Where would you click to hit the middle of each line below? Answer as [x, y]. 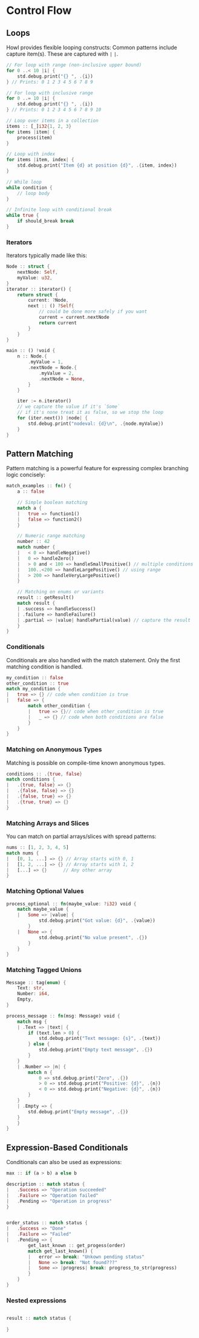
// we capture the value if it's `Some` [69, 407]
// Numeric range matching [51, 536]
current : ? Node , [48, 301]
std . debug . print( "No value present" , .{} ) [93, 937]
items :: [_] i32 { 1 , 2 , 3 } [39, 126]
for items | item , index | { [40, 160]
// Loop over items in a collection [52, 121]
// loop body [34, 193]
